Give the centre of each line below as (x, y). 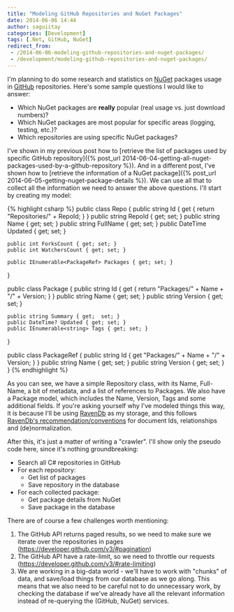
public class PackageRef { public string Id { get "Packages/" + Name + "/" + (116, 355)
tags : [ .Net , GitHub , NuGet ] (50, 40)
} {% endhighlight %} (38, 370)
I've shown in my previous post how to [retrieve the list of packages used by (117, 150)
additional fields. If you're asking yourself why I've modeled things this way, (116, 405)
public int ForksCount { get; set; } (62, 244)
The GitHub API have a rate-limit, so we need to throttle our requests (116, 556)
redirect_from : (29, 46)
